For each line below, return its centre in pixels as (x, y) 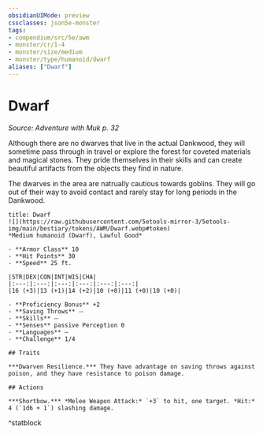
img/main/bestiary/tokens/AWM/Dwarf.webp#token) (89, 228)
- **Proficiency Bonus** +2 (54, 305)
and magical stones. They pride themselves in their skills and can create (125, 159)
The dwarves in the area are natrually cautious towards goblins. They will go (132, 183)
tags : (17, 30)
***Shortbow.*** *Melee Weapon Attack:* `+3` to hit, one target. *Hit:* (132, 401)
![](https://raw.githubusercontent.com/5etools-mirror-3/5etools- (119, 222)
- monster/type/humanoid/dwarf (59, 60)
